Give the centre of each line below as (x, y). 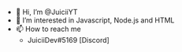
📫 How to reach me (48, 29)
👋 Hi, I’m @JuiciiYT (46, 12)
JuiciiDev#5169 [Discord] (69, 40)
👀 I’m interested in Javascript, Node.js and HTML (95, 20)
